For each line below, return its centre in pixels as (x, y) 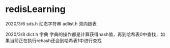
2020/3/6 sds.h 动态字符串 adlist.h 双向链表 (51, 23)
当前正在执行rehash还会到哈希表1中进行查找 (55, 40)
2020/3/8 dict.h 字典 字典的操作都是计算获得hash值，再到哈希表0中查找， (83, 34)
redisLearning (36, 9)
